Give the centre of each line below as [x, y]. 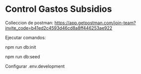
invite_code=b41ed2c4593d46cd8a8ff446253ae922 [59, 28]
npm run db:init [21, 47]
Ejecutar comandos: [25, 37]
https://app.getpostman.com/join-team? [95, 23]
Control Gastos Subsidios [59, 9]
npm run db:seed [23, 56]
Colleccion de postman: [29, 23]
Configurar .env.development [35, 66]
